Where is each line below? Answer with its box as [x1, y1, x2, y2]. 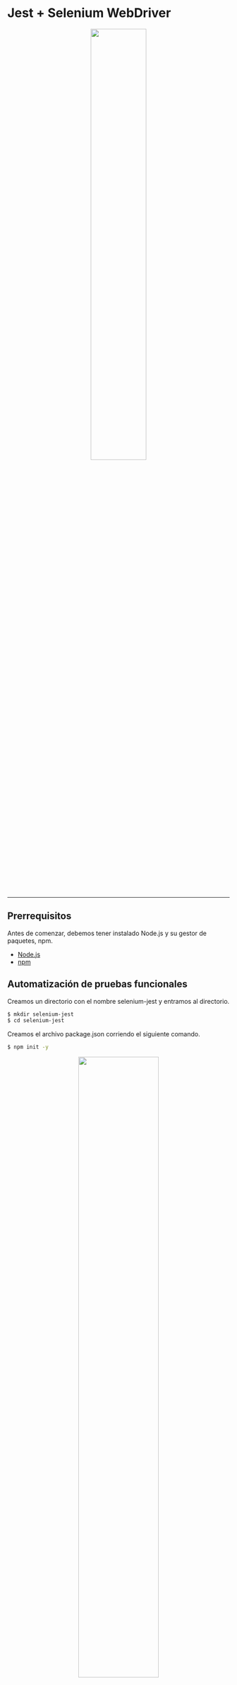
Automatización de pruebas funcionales [7, 978, 188, 990]
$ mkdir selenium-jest [7, 1010, 74, 1018]
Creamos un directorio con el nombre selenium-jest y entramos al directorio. [7, 997, 230, 1005]
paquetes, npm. [7, 936, 53, 945]
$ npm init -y [7, 1043, 49, 1051]
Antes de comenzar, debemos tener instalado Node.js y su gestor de [7, 929, 207, 937]
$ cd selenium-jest [7, 1017, 65, 1024]
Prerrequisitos [7, 910, 72, 922]
